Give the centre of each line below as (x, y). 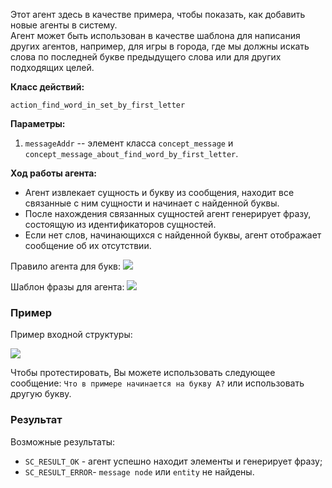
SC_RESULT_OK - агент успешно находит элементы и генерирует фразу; (173, 461)
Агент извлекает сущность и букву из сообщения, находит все (159, 192)
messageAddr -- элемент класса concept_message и (129, 143)
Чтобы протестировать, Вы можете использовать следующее (143, 373)
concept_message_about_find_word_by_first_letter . (131, 153)
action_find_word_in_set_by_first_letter (98, 105)
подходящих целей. (52, 67)
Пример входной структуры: (71, 335)
